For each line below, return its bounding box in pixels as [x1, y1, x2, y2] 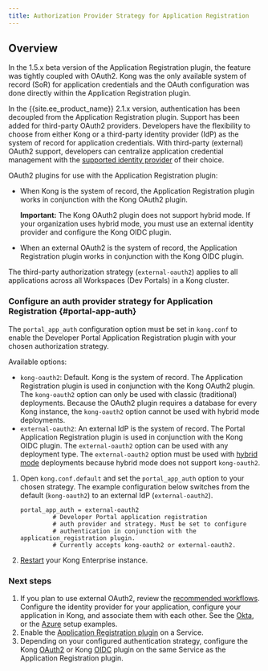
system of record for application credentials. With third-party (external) [8, 138, 244, 148]
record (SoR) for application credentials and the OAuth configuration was [8, 80, 250, 89]
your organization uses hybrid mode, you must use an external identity [19, 219, 254, 229]
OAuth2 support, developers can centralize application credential [8, 146, 224, 157]
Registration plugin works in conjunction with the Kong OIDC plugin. [19, 252, 245, 261]
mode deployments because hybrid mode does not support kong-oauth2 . [19, 457, 261, 467]
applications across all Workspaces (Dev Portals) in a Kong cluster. [8, 276, 229, 285]
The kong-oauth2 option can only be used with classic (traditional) [19, 389, 238, 399]
